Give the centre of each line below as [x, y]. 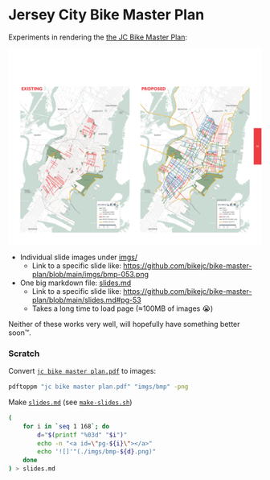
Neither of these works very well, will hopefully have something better [124, 324]
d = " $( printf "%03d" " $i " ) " [82, 435]
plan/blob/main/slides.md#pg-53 [87, 300]
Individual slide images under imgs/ [79, 257]
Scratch [24, 354]
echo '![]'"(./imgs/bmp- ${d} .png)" [97, 452]
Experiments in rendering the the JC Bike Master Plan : [98, 37]
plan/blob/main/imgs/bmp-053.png [90, 274]
